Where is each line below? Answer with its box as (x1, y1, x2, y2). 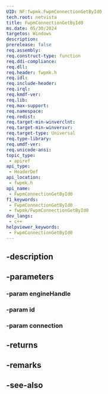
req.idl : (6, 75, 28, 81)
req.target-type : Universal (6, 130, 76, 137)
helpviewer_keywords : (6, 224, 60, 230)
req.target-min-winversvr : (6, 125, 73, 131)
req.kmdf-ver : (6, 92, 42, 97)
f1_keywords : (6, 197, 39, 203)
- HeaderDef (8, 169, 39, 175)
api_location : (6, 175, 42, 181)
